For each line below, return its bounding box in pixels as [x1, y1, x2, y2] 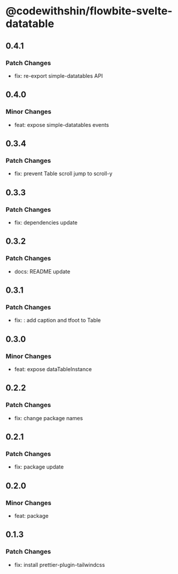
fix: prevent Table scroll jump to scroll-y [14, 170, 113, 177]
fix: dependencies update [14, 218, 78, 226]
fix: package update [14, 463, 64, 470]
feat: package [14, 512, 49, 520]
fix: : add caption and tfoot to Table [14, 317, 101, 324]
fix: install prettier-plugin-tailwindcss [14, 561, 105, 568]
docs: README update [14, 268, 71, 275]
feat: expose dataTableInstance [14, 366, 92, 372]
